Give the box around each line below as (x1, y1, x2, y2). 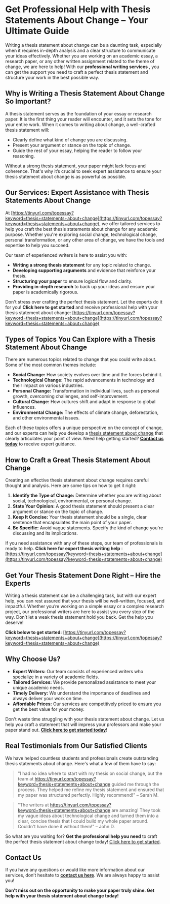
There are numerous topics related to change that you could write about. (5, 356, 157, 363)
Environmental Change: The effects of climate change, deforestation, (12, 409, 159, 415)
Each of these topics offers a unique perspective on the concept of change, (5, 425, 163, 431)
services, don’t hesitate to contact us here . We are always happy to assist (5, 872, 160, 878)
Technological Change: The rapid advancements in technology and (12, 377, 155, 383)
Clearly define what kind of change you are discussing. (12, 136, 128, 143)
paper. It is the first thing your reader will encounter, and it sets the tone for (5, 116, 162, 122)
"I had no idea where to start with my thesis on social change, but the (17, 770, 163, 776)
